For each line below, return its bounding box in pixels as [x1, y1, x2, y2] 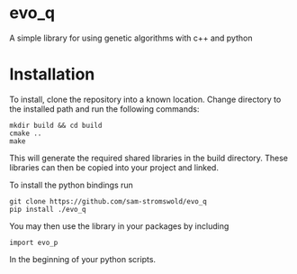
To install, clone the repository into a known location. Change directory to [9, 94, 282, 105]
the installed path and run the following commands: [9, 103, 200, 114]
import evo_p [9, 238, 58, 247]
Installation [9, 64, 95, 85]
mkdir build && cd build [9, 121, 103, 130]
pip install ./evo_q [9, 205, 87, 214]
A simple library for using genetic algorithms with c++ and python [9, 32, 253, 43]
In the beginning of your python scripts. [9, 253, 156, 264]
